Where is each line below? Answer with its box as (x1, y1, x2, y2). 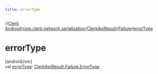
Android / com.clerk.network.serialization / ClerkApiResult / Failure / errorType (5, 25, 153, 31)
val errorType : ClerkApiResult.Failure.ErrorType (5, 63, 100, 69)
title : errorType (5, 7, 40, 12)
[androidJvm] (5, 59, 33, 64)
